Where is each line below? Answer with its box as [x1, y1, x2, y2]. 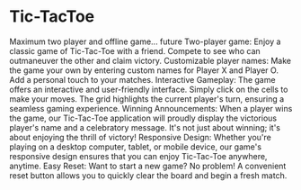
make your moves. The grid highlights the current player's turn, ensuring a [9, 93, 285, 104]
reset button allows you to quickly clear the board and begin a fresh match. [9, 169, 288, 181]
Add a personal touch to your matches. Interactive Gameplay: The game [9, 74, 276, 85]
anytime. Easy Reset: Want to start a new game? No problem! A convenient [9, 160, 287, 171]
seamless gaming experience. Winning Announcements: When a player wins [9, 103, 293, 113]
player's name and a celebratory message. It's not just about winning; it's [9, 122, 281, 132]
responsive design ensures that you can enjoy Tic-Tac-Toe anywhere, [9, 150, 268, 161]
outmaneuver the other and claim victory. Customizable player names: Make [9, 55, 292, 66]
